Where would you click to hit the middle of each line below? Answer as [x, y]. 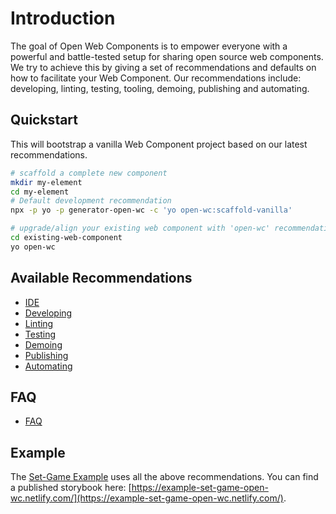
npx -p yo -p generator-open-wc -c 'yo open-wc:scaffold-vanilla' [151, 210]
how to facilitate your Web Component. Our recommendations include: [156, 78]
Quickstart [44, 120]
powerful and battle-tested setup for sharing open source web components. [167, 56]
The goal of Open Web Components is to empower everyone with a [149, 46]
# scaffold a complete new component [89, 173]
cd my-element [40, 192]
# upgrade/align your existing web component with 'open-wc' [140, 228]
